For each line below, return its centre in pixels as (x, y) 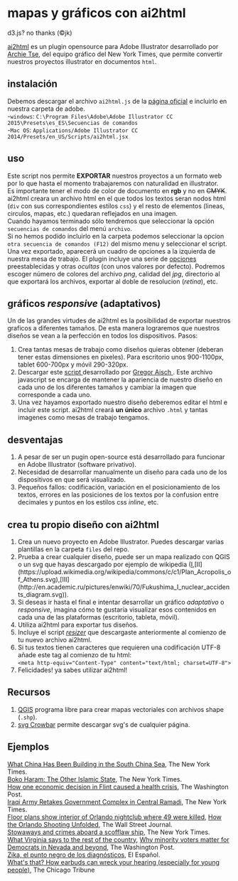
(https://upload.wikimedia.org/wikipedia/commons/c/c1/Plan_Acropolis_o (124, 572)
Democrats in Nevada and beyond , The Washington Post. (91, 847)
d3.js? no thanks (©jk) (40, 33)
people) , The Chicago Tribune (51, 870)
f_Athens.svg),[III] (43, 579)
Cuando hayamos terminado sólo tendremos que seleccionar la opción (111, 221)
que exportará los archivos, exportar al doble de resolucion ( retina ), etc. (113, 281)
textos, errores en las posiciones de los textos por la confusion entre (118, 494)
